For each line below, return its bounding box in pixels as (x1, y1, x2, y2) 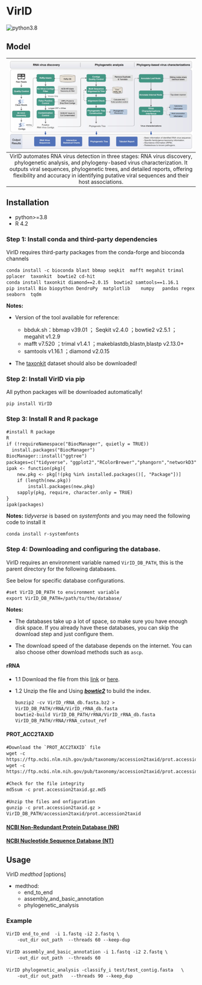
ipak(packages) (6, 502, 44, 508)
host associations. (78, 178, 124, 186)
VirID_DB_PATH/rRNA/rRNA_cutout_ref (14, 718, 107, 724)
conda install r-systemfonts (6, 531, 79, 537)
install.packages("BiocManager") (11, 447, 96, 453)
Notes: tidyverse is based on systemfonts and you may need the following (6, 512, 191, 519)
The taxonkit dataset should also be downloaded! (14, 360, 137, 367)
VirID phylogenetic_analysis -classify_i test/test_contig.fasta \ (6, 967, 185, 974)
